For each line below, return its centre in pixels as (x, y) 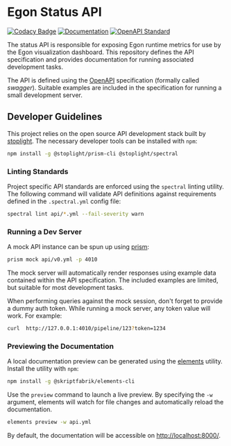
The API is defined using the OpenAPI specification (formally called (103, 80)
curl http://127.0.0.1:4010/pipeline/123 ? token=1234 (87, 328)
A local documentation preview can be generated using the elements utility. (115, 361)
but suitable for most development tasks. (66, 287)
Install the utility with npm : (43, 369)
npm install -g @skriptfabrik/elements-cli (71, 381)
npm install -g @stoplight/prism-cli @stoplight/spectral (93, 153)
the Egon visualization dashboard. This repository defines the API (101, 52)
